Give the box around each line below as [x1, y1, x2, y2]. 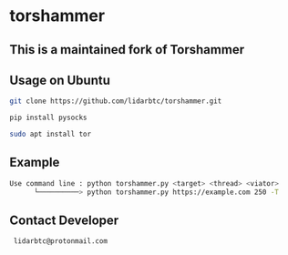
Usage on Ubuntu [9, 72, 111, 87]
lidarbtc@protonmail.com [13, 237, 108, 246]
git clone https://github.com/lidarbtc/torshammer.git [9, 97, 222, 106]
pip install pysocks [9, 113, 88, 123]
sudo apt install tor [9, 129, 92, 139]
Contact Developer [9, 212, 119, 228]
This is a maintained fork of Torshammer [9, 42, 244, 57]
